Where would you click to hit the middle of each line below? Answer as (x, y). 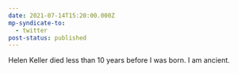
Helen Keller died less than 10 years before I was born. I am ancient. (119, 60)
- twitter (31, 30)
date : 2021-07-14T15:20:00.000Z (61, 15)
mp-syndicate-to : (37, 23)
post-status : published (48, 38)
